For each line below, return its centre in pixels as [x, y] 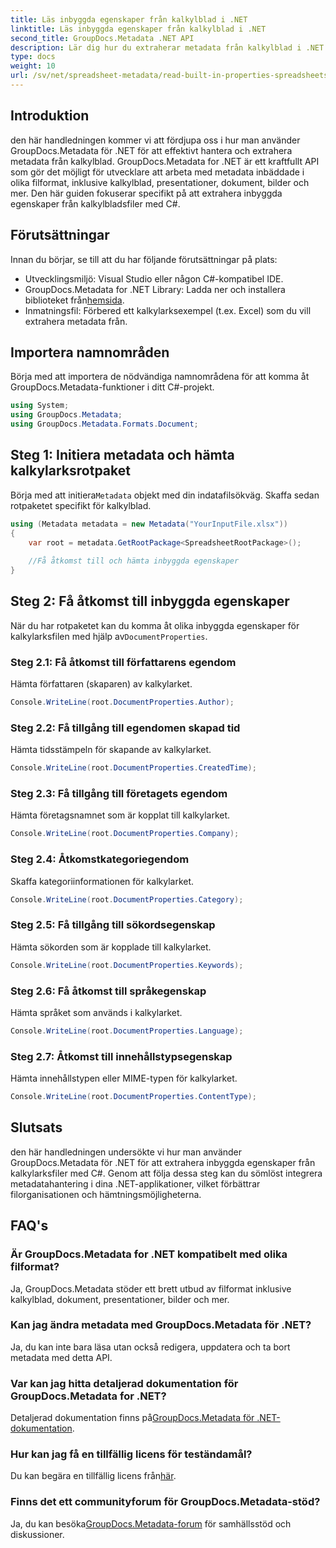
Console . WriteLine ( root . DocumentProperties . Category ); [127, 899]
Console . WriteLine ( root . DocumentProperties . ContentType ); [133, 1097]
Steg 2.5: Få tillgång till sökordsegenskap [113, 925]
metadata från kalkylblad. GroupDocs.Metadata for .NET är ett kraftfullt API [165, 161]
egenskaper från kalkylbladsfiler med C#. [95, 203]
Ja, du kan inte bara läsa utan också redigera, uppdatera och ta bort [150, 1347]
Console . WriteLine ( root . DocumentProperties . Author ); [122, 702]
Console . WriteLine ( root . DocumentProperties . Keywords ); [127, 965]
